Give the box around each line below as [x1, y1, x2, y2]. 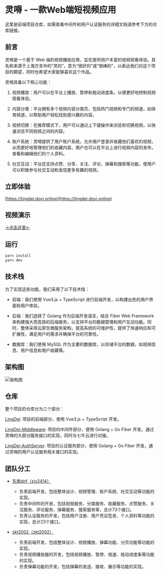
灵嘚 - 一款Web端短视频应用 [5, 4, 117, 16]
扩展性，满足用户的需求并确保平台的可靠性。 [12, 331, 101, 337]
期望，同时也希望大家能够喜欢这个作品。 [13, 69, 94, 75]
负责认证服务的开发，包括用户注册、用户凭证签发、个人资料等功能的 [19, 513, 155, 519]
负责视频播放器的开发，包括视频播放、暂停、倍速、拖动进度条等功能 [19, 552, 155, 558]
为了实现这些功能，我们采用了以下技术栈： [5, 286, 90, 292]
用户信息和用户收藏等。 [20, 347, 67, 353]
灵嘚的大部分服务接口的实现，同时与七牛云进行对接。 [5, 433, 111, 438]
